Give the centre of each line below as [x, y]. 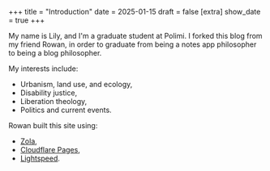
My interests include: [43, 69]
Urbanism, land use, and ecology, [76, 84]
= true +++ [27, 20]
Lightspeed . [40, 158]
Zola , [29, 141]
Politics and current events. [66, 110]
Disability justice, [49, 93]
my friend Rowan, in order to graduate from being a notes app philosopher [133, 44]
